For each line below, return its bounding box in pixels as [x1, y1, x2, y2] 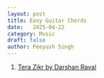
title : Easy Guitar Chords [7, 17, 87, 24]
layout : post [7, 10, 46, 18]
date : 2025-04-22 [7, 23, 65, 30]
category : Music [7, 30, 55, 38]
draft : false [7, 37, 46, 44]
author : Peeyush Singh [7, 43, 74, 50]
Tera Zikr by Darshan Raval [17, 63, 97, 71]
